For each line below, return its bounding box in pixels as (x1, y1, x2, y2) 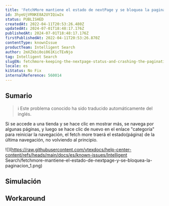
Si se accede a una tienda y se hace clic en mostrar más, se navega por (5, 120, 154, 126)
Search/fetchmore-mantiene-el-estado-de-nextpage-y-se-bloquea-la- (5, 157, 152, 163)
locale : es (5, 63, 28, 68)
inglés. (17, 111, 32, 117)
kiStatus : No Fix (5, 68, 42, 74)
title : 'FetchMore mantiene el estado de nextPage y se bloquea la (5, 7, 150, 13)
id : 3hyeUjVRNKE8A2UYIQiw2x (5, 12, 64, 17)
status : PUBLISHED (5, 17, 44, 22)
